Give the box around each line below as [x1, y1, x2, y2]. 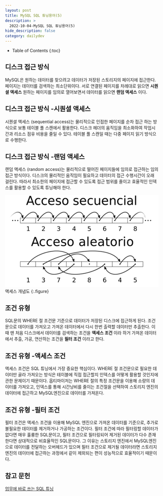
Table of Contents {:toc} [12, 48, 61, 53]
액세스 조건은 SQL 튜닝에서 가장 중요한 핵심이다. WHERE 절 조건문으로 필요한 [5, 366, 152, 372]
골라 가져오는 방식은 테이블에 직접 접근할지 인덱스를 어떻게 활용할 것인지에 [18, 372, 159, 378]
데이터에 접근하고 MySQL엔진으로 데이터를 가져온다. [5, 390, 105, 396]
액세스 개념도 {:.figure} [5, 288, 49, 294]
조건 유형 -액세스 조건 [5, 351, 66, 360]
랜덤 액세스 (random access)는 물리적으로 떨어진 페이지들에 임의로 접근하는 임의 [5, 166, 159, 172]
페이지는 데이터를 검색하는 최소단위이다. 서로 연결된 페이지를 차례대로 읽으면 [5, 83, 149, 89]
